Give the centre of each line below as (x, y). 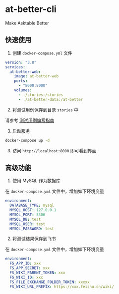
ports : (21, 81)
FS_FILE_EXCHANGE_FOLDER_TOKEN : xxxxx (50, 282)
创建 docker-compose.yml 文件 (42, 53)
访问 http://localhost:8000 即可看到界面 (54, 150)
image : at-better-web (36, 76)
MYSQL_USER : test (28, 224)
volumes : (23, 90)
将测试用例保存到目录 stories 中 (45, 110)
